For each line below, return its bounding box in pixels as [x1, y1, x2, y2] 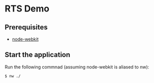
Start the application [5, 50, 70, 59]
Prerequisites [5, 23, 48, 31]
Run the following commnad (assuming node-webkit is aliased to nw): [5, 63, 149, 70]
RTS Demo [5, 3, 50, 14]
